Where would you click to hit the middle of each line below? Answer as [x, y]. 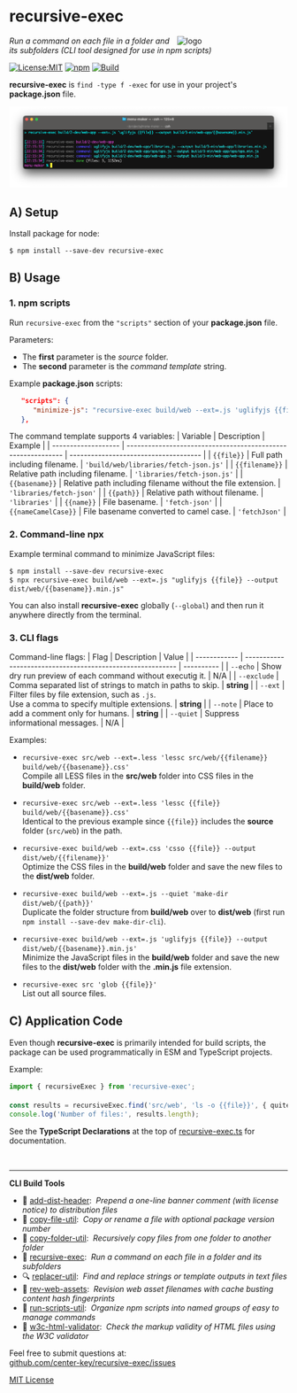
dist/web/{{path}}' [58, 903]
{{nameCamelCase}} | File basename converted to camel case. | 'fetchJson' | [148, 512]
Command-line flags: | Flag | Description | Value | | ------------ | [126, 656]
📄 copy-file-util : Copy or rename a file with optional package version [148, 1219]
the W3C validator [55, 1336]
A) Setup [34, 212]
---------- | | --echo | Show [233, 666]
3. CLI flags [34, 638]
